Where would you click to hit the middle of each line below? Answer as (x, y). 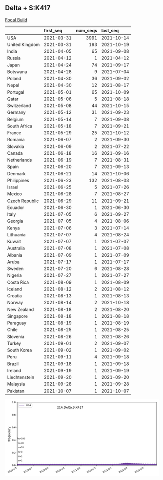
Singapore (18, 316)
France (14, 133)
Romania (16, 140)
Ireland (14, 370)
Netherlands (20, 160)
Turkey (14, 343)
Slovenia (16, 336)
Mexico (14, 194)
